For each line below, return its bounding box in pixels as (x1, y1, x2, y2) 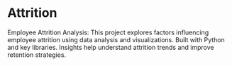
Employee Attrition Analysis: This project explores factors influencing (7, 28, 209, 37)
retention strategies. (7, 51, 66, 59)
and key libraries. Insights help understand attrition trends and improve (7, 43, 214, 51)
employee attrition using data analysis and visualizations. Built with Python (7, 35, 225, 44)
